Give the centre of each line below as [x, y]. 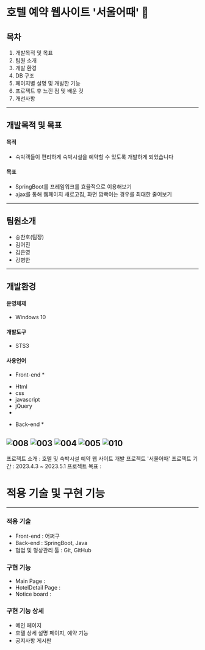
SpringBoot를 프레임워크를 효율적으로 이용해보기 [74, 186]
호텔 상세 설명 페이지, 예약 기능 [52, 633]
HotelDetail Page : [38, 587]
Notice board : [33, 594]
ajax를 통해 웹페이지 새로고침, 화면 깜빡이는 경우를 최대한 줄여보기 [93, 194]
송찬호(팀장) [30, 237]
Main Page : [30, 581]
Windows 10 [31, 317]
